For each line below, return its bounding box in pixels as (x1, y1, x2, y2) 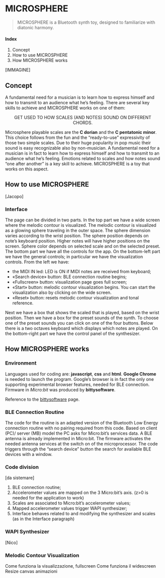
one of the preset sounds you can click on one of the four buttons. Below (5, 320, 154, 326)
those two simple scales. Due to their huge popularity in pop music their (5, 139, 151, 146)
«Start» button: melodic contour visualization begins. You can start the (12, 285, 156, 290)
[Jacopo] (5, 193, 24, 199)
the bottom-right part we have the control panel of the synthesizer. (5, 330, 140, 336)
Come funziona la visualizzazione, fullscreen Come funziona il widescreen (5, 563, 156, 569)
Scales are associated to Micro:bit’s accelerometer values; (12, 500, 131, 506)
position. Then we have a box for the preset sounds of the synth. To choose (5, 315, 159, 321)
